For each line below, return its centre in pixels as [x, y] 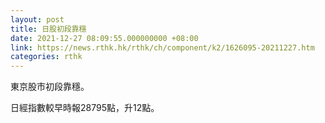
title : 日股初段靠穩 [48, 29]
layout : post [37, 19]
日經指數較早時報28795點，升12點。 [85, 108]
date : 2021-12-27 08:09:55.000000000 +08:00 [104, 38]
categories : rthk [46, 57]
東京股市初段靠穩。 [50, 87]
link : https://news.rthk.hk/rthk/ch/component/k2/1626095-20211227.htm [162, 47]
